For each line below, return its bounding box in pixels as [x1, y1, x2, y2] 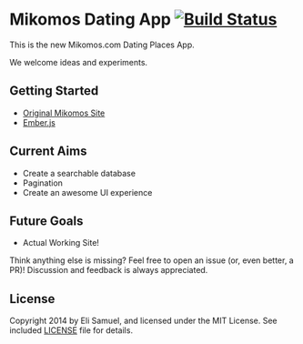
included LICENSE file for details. [9, 325, 134, 336]
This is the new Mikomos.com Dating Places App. [9, 39, 196, 50]
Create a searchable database [22, 167, 136, 178]
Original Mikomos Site [22, 107, 106, 118]
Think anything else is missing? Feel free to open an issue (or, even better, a [9, 255, 294, 266]
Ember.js [22, 116, 56, 127]
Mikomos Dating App [9, 9, 171, 30]
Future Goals [9, 213, 84, 228]
